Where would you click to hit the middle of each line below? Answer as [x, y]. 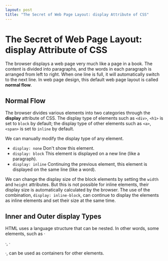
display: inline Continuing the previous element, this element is [80, 164]
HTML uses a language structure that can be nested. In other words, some [82, 228]
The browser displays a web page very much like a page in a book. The [79, 64]
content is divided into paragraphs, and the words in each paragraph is [78, 69]
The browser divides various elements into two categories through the [78, 113]
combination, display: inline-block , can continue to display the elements [82, 195]
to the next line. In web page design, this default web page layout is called [82, 80]
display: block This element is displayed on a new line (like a [76, 154]
